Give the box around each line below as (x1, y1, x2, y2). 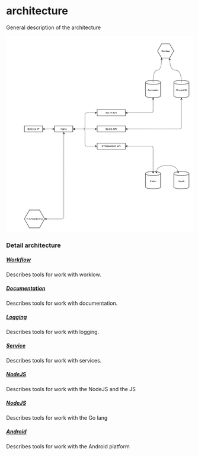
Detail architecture (6, 241, 61, 249)
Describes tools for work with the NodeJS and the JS (6, 386, 136, 393)
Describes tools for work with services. (6, 357, 102, 364)
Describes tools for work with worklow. (6, 271, 101, 278)
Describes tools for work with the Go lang (6, 414, 108, 421)
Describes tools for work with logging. (6, 329, 100, 336)
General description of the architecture (6, 24, 101, 31)
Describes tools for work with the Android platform (6, 443, 130, 450)
